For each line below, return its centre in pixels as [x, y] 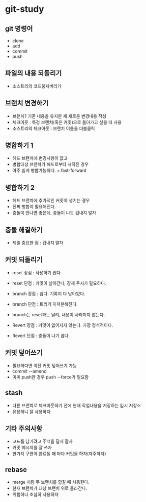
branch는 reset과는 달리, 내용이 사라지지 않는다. [58, 314]
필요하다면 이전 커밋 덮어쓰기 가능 [44, 365]
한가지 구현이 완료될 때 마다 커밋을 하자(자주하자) [59, 454]
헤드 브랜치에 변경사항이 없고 [40, 158]
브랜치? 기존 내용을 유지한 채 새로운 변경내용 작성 [59, 116]
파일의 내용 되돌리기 [33, 73]
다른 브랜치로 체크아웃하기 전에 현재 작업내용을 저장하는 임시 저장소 [76, 405]
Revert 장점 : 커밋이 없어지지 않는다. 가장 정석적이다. [62, 325]
